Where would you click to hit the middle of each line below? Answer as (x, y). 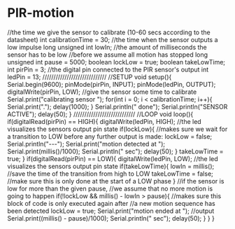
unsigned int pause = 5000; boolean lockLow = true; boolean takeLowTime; (116, 62)
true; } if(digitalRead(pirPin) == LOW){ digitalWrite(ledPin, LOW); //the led (113, 158)
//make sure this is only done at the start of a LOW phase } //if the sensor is (116, 181)
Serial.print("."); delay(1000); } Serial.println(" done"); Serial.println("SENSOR (117, 106)
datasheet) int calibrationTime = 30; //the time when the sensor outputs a (113, 39)
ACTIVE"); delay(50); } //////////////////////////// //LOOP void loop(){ (100, 114)
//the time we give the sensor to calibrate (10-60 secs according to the (109, 32)
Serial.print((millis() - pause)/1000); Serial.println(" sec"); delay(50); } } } (111, 218)
